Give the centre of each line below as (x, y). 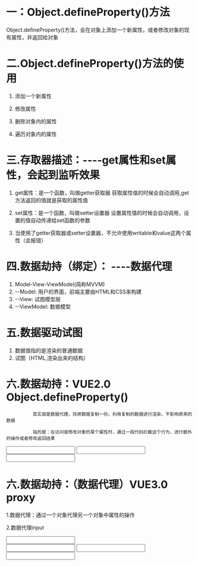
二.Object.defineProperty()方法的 (90, 64)
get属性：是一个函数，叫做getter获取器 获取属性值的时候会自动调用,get (102, 193)
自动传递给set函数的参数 (60, 220)
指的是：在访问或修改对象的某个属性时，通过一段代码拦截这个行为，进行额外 (112, 432)
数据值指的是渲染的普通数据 (49, 350)
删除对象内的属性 (36, 121)
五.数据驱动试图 (45, 332)
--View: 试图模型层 (38, 299)
